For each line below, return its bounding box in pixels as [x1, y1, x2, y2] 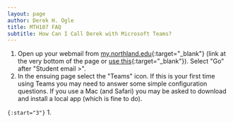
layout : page [7, 10, 46, 18]
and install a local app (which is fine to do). [17, 95, 143, 103]
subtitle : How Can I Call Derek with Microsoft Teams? [7, 30, 172, 37]
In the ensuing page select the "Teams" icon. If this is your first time [17, 72, 215, 81]
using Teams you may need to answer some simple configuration [17, 79, 208, 88]
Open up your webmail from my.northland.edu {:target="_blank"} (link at [17, 49, 226, 58]
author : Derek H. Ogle [7, 17, 74, 24]
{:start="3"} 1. [7, 108, 52, 117]
